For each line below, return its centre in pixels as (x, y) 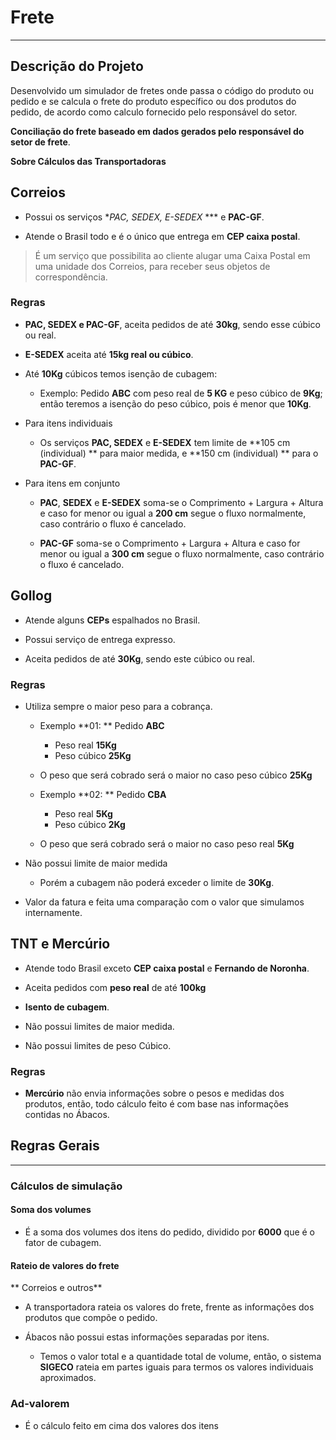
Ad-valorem (40, 1404)
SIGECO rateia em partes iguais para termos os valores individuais (176, 1367)
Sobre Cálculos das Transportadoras (88, 161)
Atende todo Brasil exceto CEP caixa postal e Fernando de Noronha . (167, 968)
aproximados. (68, 1378)
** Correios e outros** (56, 1288)
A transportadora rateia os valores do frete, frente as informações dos (169, 1307)
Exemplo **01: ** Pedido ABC (102, 725)
